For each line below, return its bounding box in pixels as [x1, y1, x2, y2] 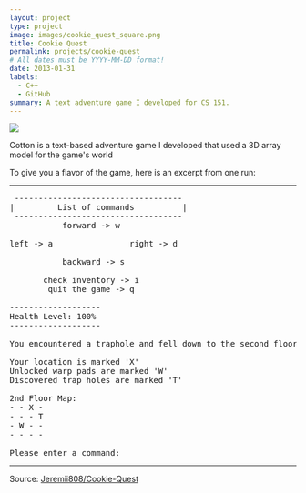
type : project [9, 22, 64, 31]
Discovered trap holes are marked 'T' [9, 375, 183, 386]
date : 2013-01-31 [9, 65, 76, 74]
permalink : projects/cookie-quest [9, 47, 141, 56]
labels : [9, 73, 39, 82]
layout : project [9, 13, 71, 23]
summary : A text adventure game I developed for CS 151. [9, 97, 230, 107]
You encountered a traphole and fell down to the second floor [9, 338, 298, 349]
